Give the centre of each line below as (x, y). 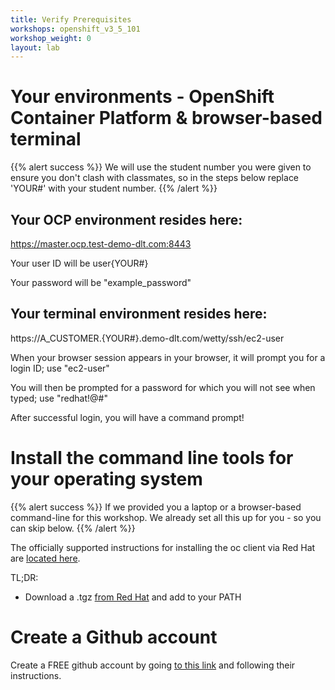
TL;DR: (24, 577)
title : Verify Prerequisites (71, 19)
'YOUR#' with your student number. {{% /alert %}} (114, 188)
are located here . (45, 558)
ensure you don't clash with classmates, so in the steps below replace (155, 178)
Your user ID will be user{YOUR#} (79, 263)
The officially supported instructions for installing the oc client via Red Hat (163, 547)
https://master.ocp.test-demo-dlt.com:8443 (101, 244)
